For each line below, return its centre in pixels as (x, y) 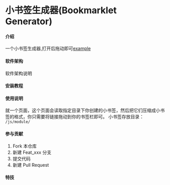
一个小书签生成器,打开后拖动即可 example (48, 49)
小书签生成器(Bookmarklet (61, 10)
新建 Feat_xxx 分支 (32, 152)
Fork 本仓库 (25, 146)
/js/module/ (18, 122)
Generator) (29, 21)
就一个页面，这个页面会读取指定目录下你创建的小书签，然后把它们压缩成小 (83, 110)
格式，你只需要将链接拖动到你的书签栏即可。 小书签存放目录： (79, 117)
